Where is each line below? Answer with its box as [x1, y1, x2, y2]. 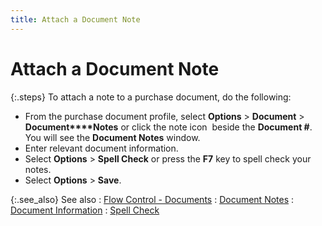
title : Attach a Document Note [10, 14, 141, 25]
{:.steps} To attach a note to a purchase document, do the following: [10, 91, 292, 103]
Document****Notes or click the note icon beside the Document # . [24, 121, 313, 133]
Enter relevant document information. [24, 142, 179, 154]
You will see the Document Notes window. [24, 131, 201, 143]
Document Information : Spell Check [10, 204, 160, 216]
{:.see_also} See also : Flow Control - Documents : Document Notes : [10, 193, 295, 205]
